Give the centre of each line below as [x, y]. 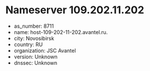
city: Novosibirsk [34, 38]
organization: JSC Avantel [45, 50]
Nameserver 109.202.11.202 [75, 10]
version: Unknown [35, 57]
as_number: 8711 [34, 26]
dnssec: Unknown [35, 63]
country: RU [28, 44]
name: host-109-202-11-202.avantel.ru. [61, 32]
